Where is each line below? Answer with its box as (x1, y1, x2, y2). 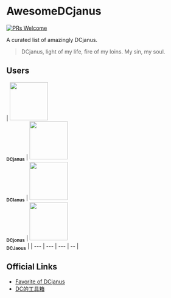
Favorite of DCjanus (15, 278, 65, 285)
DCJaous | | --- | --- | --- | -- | (6, 243, 79, 251)
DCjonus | (6, 235, 29, 244)
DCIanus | (6, 194, 29, 203)
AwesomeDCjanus (6, 4, 102, 18)
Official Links (6, 262, 58, 272)
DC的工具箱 (15, 285, 45, 293)
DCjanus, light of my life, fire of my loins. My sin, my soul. (21, 47, 166, 55)
